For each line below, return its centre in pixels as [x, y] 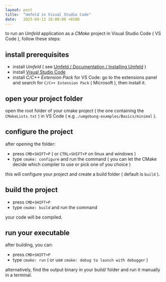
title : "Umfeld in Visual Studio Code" [48, 15]
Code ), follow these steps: [33, 39]
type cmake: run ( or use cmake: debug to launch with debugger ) [80, 260]
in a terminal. [19, 275]
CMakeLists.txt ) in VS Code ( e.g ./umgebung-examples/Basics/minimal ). [81, 116]
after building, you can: [29, 245]
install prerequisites [37, 55]
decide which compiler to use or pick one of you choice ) [71, 164]
